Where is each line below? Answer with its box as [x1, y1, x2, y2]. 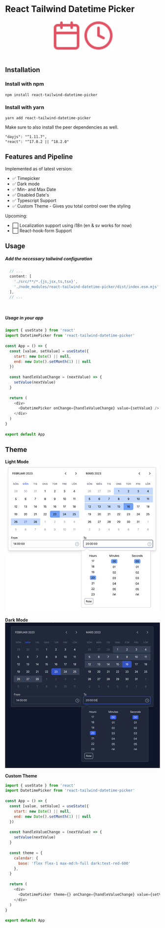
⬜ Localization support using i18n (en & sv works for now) [12, 222, 132, 228]
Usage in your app [5, 314, 44, 321]
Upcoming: [5, 213, 27, 219]
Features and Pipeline [5, 153, 73, 161]
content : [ [9, 274, 32, 279]
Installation [5, 66, 40, 74]
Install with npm [5, 80, 44, 87]
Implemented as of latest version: [5, 166, 73, 172]
